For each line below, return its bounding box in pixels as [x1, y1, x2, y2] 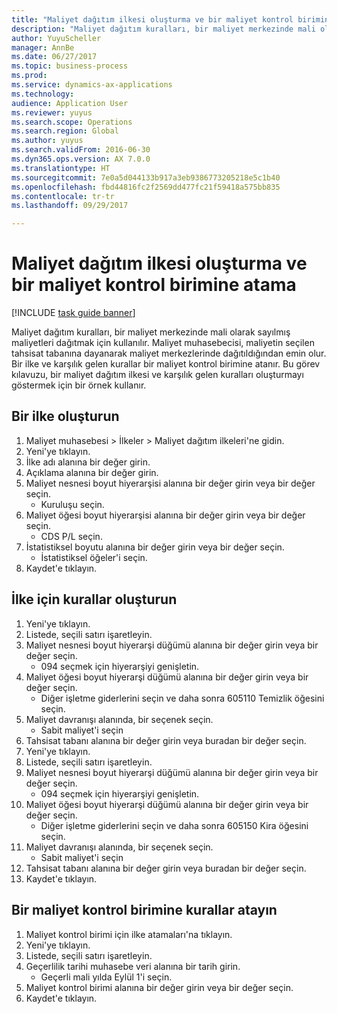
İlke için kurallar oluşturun [11, 591, 178, 608]
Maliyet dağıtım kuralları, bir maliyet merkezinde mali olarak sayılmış [11, 326, 291, 338]
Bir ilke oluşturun [11, 408, 120, 425]
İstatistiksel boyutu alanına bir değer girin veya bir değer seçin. [25, 541, 285, 553]
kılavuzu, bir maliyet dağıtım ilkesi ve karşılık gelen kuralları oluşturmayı [11, 369, 304, 381]
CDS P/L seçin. [40, 530, 103, 542]
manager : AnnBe [11, 42, 75, 53]
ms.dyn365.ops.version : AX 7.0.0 [11, 154, 151, 164]
